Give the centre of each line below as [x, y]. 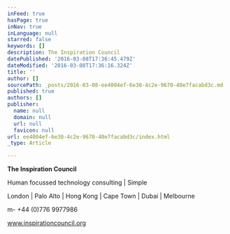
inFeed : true [26, 14]
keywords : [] [26, 46]
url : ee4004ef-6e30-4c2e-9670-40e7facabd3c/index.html [89, 136]
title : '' [22, 72]
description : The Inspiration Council [64, 53]
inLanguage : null [33, 33]
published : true [31, 91]
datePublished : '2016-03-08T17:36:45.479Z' [72, 59]
